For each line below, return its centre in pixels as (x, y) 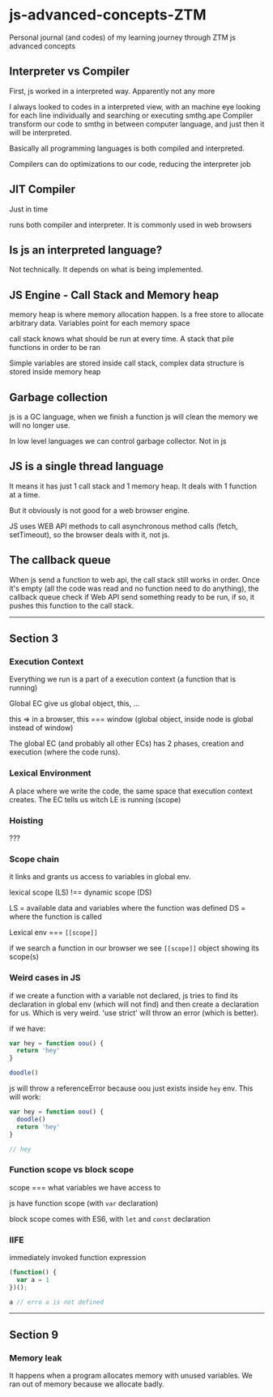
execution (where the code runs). (65, 752)
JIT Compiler (43, 189)
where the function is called (55, 916)
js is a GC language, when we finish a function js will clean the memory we (134, 417)
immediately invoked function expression (78, 1257)
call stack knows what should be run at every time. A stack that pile (122, 339)
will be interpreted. (41, 132)
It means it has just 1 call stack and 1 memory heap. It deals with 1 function (133, 486)
